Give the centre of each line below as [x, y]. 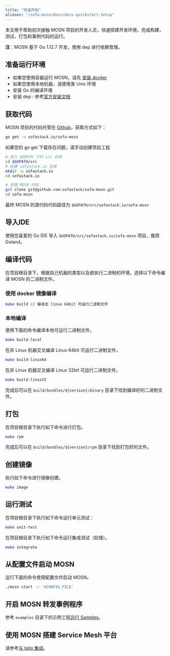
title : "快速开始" [23, 10]
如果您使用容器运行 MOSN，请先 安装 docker [60, 78]
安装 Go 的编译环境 [32, 90]
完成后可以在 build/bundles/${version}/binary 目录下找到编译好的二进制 [82, 390]
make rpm [14, 437]
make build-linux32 [26, 380]
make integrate [21, 547]
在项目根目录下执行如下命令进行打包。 [45, 427]
